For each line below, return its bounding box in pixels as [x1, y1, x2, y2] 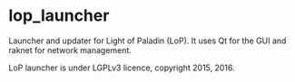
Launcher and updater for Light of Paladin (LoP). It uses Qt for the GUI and [8, 35, 287, 46]
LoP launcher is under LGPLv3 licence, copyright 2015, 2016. [8, 62, 235, 73]
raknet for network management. [8, 44, 133, 55]
